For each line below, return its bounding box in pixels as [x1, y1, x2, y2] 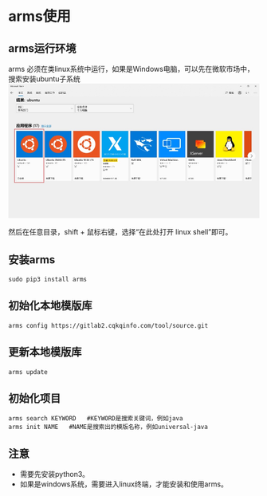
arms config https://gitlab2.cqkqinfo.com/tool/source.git [8, 321, 209, 329]
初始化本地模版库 [8, 299, 92, 313]
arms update [8, 368, 48, 376]
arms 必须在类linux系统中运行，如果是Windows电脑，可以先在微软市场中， [8, 65, 254, 73]
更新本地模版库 [8, 345, 82, 359]
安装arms [8, 253, 56, 266]
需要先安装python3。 [19, 470, 90, 479]
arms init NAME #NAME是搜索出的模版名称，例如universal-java [8, 423, 209, 431]
